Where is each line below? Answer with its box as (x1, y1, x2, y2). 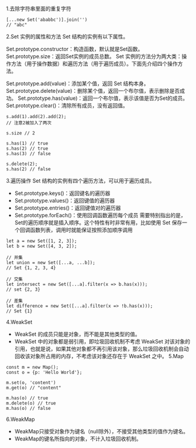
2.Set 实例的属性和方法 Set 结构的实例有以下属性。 (6, 33, 129, 40)
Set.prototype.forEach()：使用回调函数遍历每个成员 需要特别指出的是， (14, 212, 186, 218)
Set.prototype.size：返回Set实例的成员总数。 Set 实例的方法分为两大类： (6, 53, 182, 60)
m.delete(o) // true (6, 400, 57, 406)
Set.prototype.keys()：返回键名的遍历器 (14, 190, 111, 197)
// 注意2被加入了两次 (6, 120, 51, 126)
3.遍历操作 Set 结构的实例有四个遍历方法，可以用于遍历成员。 (6, 177, 155, 184)
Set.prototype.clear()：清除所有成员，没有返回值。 (6, 102, 129, 109)
